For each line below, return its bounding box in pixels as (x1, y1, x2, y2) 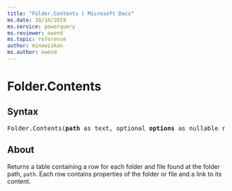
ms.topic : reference (7, 36, 67, 43)
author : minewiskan (7, 42, 64, 49)
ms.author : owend (7, 49, 57, 56)
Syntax (7, 106, 39, 118)
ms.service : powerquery (7, 23, 76, 30)
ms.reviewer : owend (7, 29, 64, 37)
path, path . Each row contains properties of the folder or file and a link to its (7, 170, 222, 178)
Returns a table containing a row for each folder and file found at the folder (7, 162, 220, 170)
